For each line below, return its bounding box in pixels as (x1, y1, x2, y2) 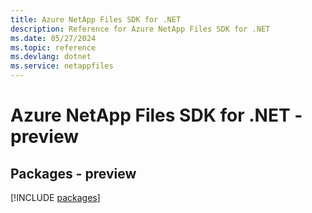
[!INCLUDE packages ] (10, 192, 101, 203)
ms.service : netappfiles (10, 61, 114, 71)
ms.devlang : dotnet (10, 52, 92, 62)
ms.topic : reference (10, 42, 97, 53)
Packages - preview (10, 165, 137, 182)
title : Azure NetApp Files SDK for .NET (10, 14, 182, 25)
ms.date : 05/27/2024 (10, 33, 97, 43)
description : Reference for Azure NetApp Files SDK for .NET (10, 24, 271, 34)
